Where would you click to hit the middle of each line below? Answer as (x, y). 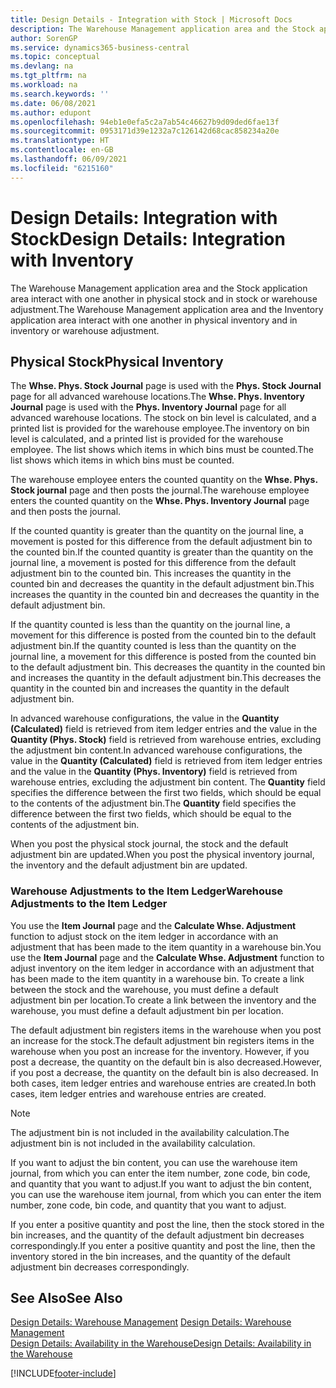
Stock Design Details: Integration (148, 238)
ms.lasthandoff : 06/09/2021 (69, 159)
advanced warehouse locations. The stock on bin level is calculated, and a (163, 418)
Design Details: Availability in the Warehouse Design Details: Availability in (161, 1343)
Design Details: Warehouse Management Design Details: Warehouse (151, 1322)
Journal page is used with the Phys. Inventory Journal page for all (148, 407)
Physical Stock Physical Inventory (117, 361)
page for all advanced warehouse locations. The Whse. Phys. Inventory (157, 397)
